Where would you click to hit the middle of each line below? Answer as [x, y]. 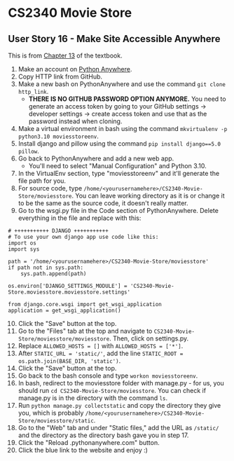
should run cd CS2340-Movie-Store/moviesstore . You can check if [112, 391]
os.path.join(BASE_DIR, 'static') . [69, 361]
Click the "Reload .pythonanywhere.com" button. [89, 442]
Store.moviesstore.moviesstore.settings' [69, 292]
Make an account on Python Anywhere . [75, 69]
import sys [24, 249]
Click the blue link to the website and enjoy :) [83, 450]
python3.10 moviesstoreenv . [58, 136]
